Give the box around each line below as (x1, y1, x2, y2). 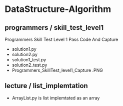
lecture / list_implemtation (4, 82, 88, 90)
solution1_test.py (11, 57, 46, 63)
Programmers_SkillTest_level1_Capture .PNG (11, 67, 103, 73)
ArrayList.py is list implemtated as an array (11, 95, 100, 101)
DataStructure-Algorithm (4, 3, 111, 15)
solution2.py (11, 51, 38, 57)
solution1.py (11, 46, 37, 52)
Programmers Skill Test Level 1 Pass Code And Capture (4, 36, 118, 42)
